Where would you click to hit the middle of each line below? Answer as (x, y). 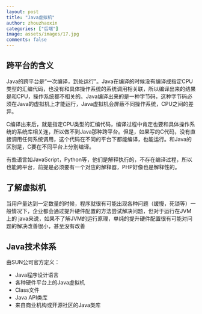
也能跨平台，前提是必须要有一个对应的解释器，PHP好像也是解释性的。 (93, 167)
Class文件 (27, 290)
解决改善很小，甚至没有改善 (51, 226)
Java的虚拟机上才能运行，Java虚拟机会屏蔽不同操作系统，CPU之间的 (103, 103)
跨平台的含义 (30, 66)
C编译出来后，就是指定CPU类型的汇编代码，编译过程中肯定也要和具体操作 (98, 124)
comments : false (26, 40)
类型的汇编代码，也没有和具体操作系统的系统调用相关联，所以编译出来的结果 (101, 88)
